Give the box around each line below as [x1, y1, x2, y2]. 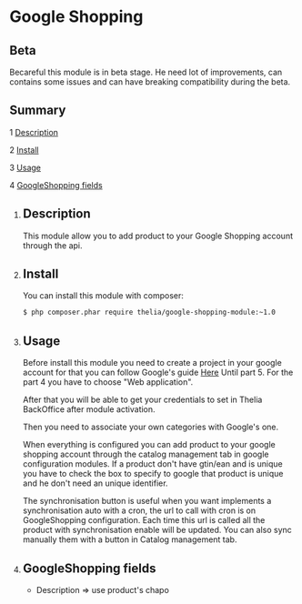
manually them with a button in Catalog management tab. [22, 534, 237, 545]
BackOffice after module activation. [22, 404, 156, 415]
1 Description [9, 126, 59, 137]
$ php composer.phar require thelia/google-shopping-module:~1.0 [22, 307, 276, 317]
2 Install [9, 144, 39, 156]
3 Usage [9, 162, 42, 173]
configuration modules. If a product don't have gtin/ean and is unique [22, 458, 284, 469]
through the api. [22, 239, 83, 251]
